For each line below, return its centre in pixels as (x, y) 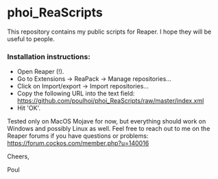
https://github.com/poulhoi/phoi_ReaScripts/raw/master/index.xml (110, 101)
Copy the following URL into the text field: (76, 93)
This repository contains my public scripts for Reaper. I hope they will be (109, 32)
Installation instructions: (49, 56)
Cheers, (18, 156)
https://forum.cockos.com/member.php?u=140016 (78, 143)
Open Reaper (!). (40, 72)
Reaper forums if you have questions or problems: (78, 136)
